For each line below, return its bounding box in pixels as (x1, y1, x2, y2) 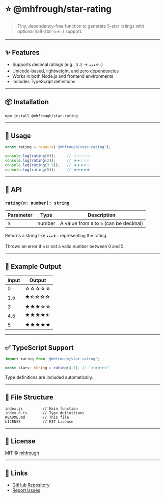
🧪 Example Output (5, 262, 61, 271)
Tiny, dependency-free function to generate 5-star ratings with (17, 23, 145, 29)
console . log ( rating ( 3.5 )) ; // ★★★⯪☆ (5, 162, 90, 167)
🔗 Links (5, 469, 28, 477)
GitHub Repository (12, 482, 50, 488)
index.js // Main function (5, 406, 78, 411)
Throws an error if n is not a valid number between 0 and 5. (5, 244, 125, 249)
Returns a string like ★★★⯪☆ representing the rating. (5, 233, 108, 239)
